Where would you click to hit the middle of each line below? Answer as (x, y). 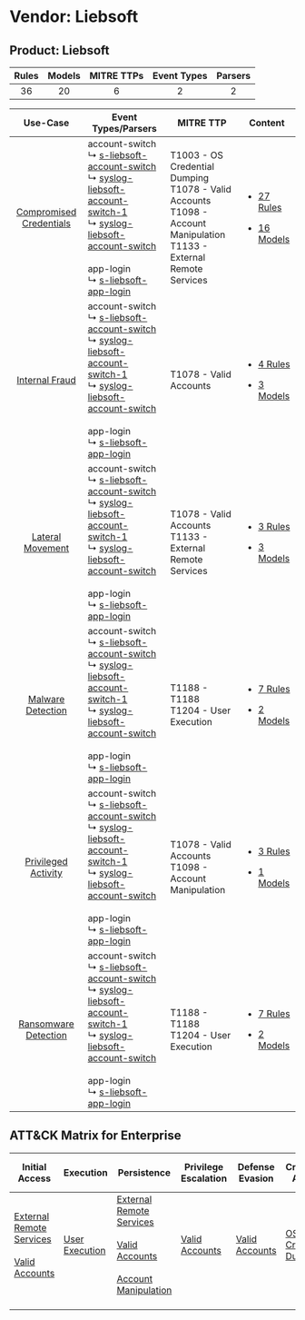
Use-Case (46, 123)
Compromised (46, 212)
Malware (46, 699)
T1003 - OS (197, 155)
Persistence (144, 1172)
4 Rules (274, 364)
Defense (256, 1166)
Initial (34, 1166)
